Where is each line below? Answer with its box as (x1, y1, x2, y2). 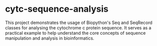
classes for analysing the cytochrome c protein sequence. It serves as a (5, 24, 152, 30)
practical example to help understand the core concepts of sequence (5, 30, 146, 36)
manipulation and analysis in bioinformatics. (5, 35, 95, 41)
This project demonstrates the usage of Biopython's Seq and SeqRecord (5, 20, 153, 25)
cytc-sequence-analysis (5, 3, 109, 15)
